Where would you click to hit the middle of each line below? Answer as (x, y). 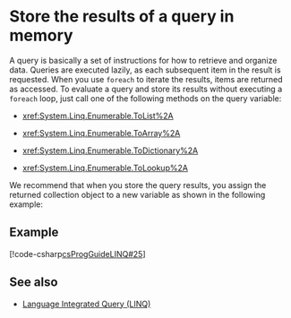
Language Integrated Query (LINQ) (86, 304)
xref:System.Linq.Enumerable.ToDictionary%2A (110, 150)
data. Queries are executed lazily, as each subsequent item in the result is (145, 70)
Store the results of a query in (122, 17)
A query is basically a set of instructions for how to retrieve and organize (143, 60)
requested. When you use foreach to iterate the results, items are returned (146, 79)
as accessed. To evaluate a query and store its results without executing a (146, 89)
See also (34, 283)
